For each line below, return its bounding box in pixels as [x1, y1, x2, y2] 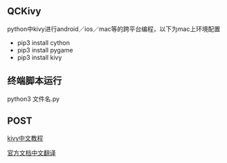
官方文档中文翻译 [7, 148, 56, 157]
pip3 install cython [17, 38, 71, 47]
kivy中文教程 [7, 134, 44, 142]
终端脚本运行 [7, 75, 62, 87]
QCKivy [7, 6, 42, 17]
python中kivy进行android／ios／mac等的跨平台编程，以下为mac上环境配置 [7, 24, 221, 33]
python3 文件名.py [7, 95, 60, 103]
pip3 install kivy [17, 53, 62, 61]
